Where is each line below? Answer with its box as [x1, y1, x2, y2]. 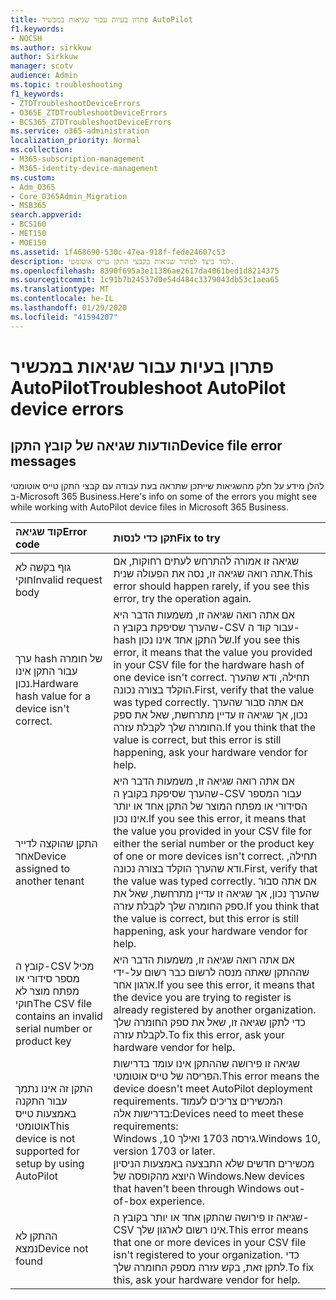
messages [10, 453, 77, 470]
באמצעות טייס [15, 1106, 77, 1120]
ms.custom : [10, 172, 56, 183]
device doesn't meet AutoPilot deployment [113, 1081, 313, 1095]
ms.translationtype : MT [10, 284, 110, 295]
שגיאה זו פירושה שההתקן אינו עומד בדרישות [113, 1056, 300, 1070]
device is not [15, 1131, 76, 1145]
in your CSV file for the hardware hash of [113, 657, 305, 671]
